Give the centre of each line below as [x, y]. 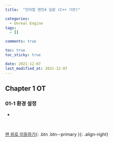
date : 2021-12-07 [23, 64]
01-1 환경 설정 [21, 103]
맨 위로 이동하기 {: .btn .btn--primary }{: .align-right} [57, 135]
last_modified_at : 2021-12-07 [36, 68]
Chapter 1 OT [26, 88]
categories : [17, 19]
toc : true [15, 50]
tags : [11, 28]
